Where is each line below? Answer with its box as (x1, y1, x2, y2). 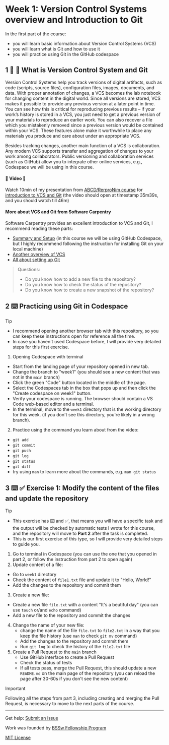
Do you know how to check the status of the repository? (25, 281, 142, 287)
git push (12, 448, 31, 453)
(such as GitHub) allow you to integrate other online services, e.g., (5, 158, 142, 164)
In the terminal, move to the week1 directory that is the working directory (12, 406, 162, 412)
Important (5, 685, 26, 691)
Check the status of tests (20, 659, 72, 665)
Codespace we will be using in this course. (5, 164, 94, 170)
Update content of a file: (12, 562, 63, 568)
